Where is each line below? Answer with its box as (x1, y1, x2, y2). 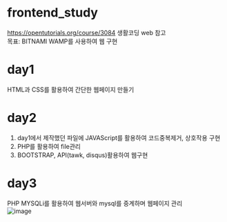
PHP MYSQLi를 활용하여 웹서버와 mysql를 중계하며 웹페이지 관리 (7, 199, 183, 208)
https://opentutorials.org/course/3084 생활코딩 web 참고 (7, 28, 166, 37)
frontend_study (7, 5, 99, 21)
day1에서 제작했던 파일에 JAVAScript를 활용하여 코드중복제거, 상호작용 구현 (17, 133, 221, 142)
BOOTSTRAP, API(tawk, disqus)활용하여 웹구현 (17, 150, 148, 159)
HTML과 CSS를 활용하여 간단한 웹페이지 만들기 (7, 85, 135, 94)
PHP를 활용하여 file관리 (17, 142, 81, 150)
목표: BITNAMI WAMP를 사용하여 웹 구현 (7, 37, 118, 46)
